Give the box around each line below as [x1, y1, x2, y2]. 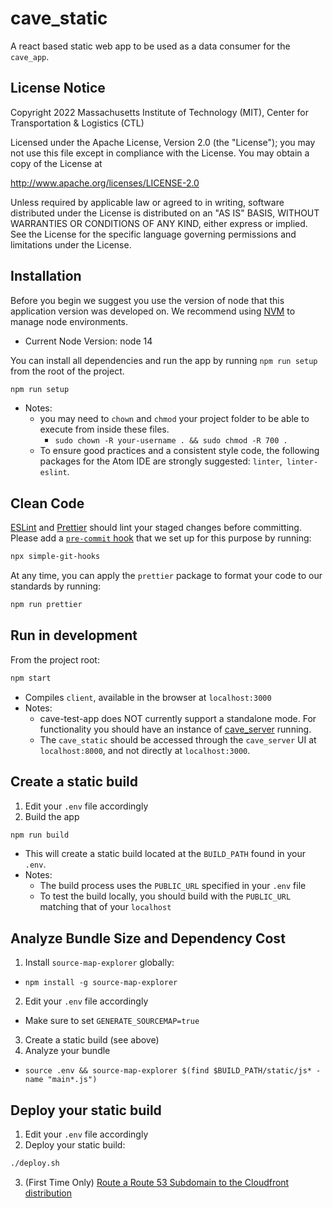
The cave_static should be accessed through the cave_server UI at [39, 733, 317, 746]
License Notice [10, 80, 106, 97]
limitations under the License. [10, 238, 132, 251]
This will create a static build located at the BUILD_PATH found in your [24, 848, 307, 860]
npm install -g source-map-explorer [24, 978, 178, 988]
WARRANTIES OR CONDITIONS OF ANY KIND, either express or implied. [10, 217, 308, 229]
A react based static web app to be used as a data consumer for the [10, 40, 291, 52]
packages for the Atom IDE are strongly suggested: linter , [39, 455, 283, 467]
